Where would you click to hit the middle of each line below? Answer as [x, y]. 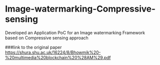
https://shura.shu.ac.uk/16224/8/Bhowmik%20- [53, 52]
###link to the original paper [34, 47]
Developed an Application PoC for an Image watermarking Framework [75, 32]
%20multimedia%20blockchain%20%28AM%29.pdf [58, 57]
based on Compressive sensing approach [47, 38]
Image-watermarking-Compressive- [80, 9]
